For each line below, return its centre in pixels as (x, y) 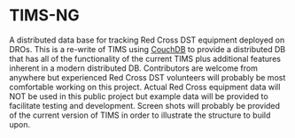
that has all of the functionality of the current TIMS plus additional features (145, 58)
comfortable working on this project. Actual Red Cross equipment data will (145, 87)
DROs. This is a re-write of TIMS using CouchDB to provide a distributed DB (147, 49)
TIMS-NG (44, 15)
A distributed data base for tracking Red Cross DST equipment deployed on (147, 40)
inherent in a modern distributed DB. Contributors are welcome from (134, 68)
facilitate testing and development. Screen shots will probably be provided (145, 105)
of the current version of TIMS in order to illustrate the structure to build (140, 115)
